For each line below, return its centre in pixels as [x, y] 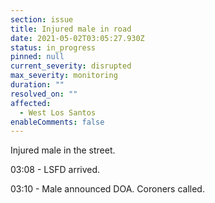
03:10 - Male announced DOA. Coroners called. [107, 189]
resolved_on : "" [44, 94]
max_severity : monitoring [64, 76]
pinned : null [37, 57]
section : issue [42, 19]
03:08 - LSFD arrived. [55, 170]
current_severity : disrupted [71, 66]
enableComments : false [57, 122]
